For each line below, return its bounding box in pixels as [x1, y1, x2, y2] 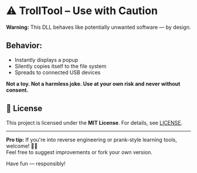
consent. [6, 86, 29, 94]
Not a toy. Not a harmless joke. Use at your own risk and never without [6, 80, 181, 87]
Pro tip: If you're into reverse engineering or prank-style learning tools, [6, 136, 177, 143]
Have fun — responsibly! [6, 160, 66, 167]
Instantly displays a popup [14, 56, 79, 63]
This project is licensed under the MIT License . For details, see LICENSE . [6, 119, 183, 126]
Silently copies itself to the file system [14, 62, 107, 69]
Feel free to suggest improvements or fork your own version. [6, 148, 152, 155]
